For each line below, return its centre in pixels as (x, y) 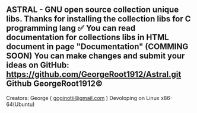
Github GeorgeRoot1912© (54, 84)
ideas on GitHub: (38, 65)
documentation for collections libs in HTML (88, 38)
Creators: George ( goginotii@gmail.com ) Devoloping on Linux (83, 98)
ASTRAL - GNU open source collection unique (93, 10)
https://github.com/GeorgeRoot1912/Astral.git (94, 74)
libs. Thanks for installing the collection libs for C (99, 19)
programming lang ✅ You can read (71, 28)
